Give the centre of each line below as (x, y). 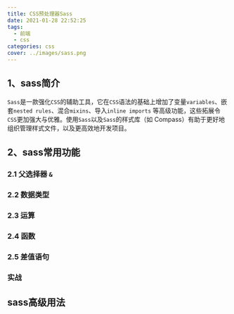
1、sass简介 (34, 83)
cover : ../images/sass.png (47, 54)
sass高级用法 (36, 302)
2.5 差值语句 (28, 256)
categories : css (31, 46)
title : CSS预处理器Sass (40, 14)
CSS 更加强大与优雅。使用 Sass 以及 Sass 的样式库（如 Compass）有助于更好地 (116, 119)
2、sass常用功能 (44, 152)
